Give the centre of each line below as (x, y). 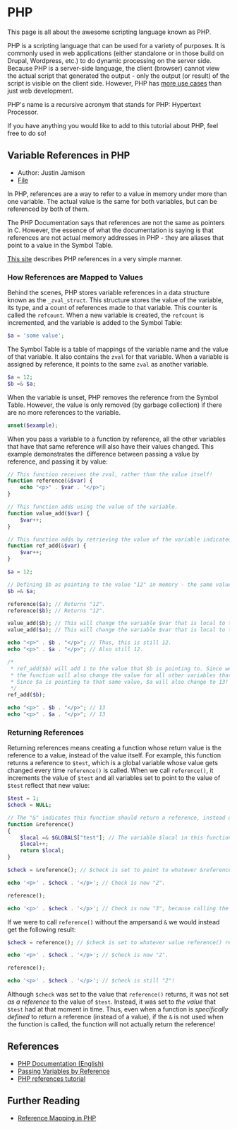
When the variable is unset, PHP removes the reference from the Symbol (113, 397)
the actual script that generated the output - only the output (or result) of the (119, 76)
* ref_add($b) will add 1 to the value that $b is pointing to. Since (116, 669)
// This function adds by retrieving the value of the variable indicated (120, 539)
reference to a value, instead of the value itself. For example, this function (114, 755)
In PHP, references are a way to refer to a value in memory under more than (117, 194)
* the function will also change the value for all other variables (113, 675)
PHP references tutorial (51, 1078)
